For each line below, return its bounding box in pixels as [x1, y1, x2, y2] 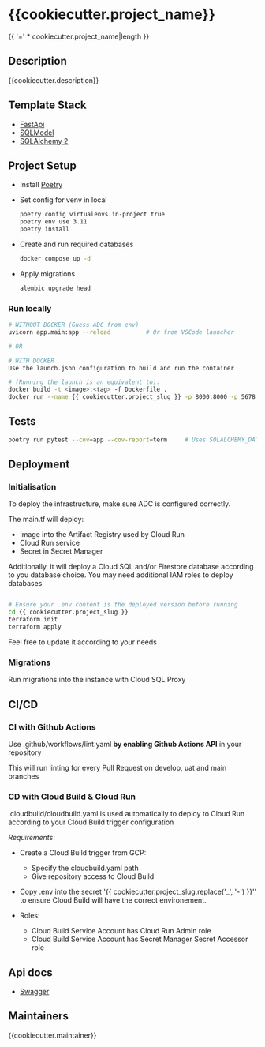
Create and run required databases [19, 239, 134, 249]
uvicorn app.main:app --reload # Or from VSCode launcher [8, 328, 235, 336]
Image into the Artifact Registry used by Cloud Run [19, 530, 185, 539]
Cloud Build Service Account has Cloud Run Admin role [31, 926, 211, 936]
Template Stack [8, 99, 87, 112]
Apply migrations [19, 268, 76, 278]
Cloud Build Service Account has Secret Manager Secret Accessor [31, 934, 248, 944]
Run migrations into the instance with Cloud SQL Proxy [8, 675, 186, 685]
